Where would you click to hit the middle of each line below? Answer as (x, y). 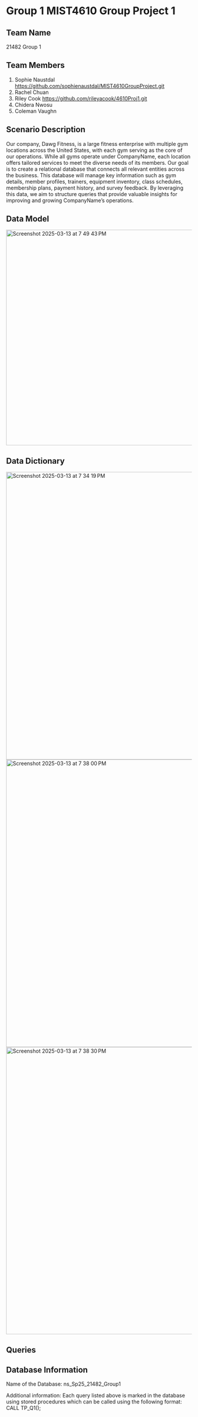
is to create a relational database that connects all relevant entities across (95, 169)
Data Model (28, 219)
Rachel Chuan (32, 92)
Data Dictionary (35, 461)
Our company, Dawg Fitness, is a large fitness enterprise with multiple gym (97, 144)
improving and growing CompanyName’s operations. (70, 200)
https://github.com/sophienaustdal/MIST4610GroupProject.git (90, 86)
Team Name (29, 33)
